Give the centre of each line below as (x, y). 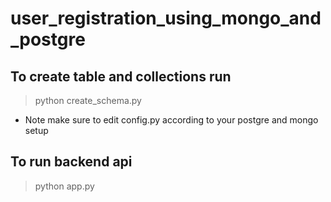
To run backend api (71, 162)
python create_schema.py (88, 100)
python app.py (64, 186)
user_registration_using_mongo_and (166, 18)
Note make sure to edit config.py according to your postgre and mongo (171, 120)
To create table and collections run (121, 76)
